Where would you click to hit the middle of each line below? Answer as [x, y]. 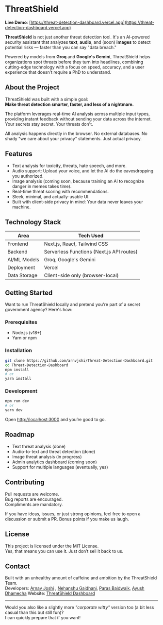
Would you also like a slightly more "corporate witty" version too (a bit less [80, 608]
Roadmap [20, 435]
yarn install [18, 379]
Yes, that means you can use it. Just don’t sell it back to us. [64, 551]
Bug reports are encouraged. [34, 499]
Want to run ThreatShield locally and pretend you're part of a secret [73, 304]
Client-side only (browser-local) [81, 275]
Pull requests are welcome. [32, 494]
